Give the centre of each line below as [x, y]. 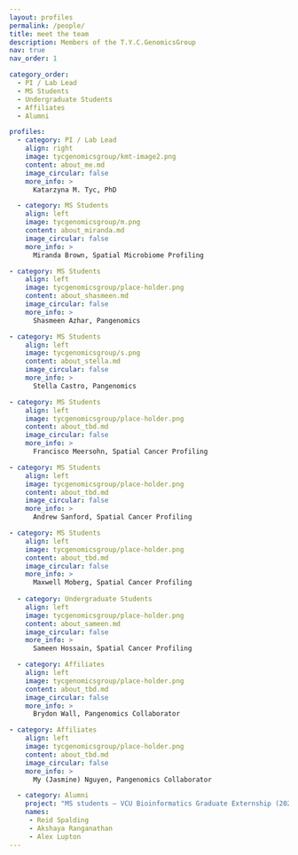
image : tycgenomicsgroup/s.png [83, 353]
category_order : [39, 75]
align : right [49, 149]
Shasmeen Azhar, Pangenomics [86, 320]
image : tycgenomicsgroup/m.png [83, 223]
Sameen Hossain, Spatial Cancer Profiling [112, 648]
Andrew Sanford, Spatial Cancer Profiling [112, 517]
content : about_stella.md [73, 361]
